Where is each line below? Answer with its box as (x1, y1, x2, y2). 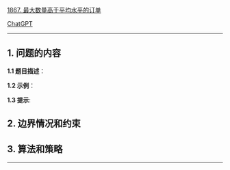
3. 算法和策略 (7, 143, 63, 155)
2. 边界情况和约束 (7, 118, 81, 130)
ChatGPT (7, 20, 33, 27)
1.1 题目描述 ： (7, 67, 46, 75)
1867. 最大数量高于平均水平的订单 (7, 6, 101, 14)
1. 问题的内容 (7, 47, 62, 59)
